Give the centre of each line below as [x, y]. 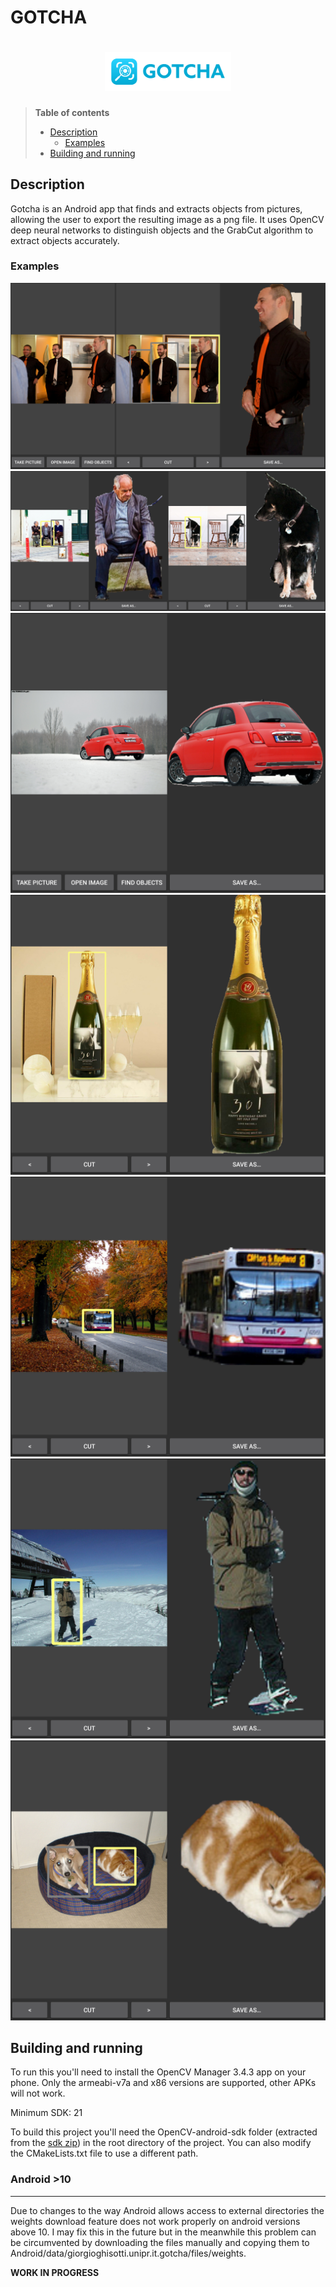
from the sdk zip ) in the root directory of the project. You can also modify [161, 2143]
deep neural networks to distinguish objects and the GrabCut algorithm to [162, 230]
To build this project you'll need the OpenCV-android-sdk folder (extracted [164, 2132]
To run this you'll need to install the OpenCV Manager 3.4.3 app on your [158, 2072]
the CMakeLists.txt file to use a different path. [104, 2153]
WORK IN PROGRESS [55, 2272]
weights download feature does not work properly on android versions [155, 2221]
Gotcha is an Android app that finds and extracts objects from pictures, [156, 208]
